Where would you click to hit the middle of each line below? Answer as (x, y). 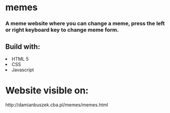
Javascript (23, 70)
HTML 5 (21, 59)
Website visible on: (47, 91)
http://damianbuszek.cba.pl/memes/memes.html (57, 105)
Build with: (23, 46)
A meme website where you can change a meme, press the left (85, 24)
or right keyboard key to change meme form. (62, 30)
